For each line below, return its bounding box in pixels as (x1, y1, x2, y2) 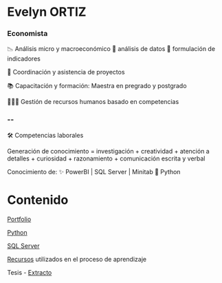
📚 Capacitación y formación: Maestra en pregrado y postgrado (7, 82, 187, 90)
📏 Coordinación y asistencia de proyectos (7, 68, 125, 76)
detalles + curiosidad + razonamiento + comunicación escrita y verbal (7, 154, 206, 163)
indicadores (7, 54, 41, 63)
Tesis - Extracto (7, 268, 52, 276)
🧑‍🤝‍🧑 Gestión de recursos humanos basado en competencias (7, 98, 179, 106)
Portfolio (7, 215, 32, 223)
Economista (7, 29, 48, 39)
